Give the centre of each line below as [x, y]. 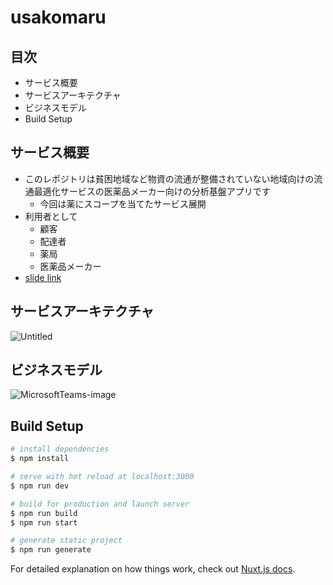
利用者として [51, 216]
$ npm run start [44, 522]
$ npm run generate [51, 550]
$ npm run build [44, 513]
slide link [43, 277]
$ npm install [40, 459]
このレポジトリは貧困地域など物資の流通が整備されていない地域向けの [169, 178]
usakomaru [58, 17]
